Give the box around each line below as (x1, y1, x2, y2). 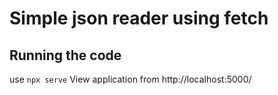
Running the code (9, 47, 122, 64)
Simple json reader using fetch (9, 7, 269, 30)
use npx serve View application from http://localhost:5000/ (9, 73, 252, 85)
